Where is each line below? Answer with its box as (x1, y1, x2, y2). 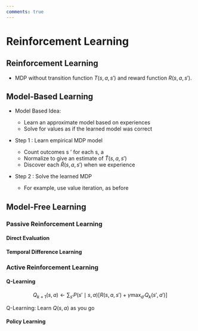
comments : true (6, 8, 44, 15)
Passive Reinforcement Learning (6, 220, 103, 228)
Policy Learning (6, 318, 46, 325)
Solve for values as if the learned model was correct (23, 125, 152, 132)
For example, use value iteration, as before (23, 184, 129, 192)
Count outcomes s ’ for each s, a (23, 148, 104, 156)
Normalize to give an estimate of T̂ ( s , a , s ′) (23, 155, 127, 162)
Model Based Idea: (14, 107, 61, 114)
